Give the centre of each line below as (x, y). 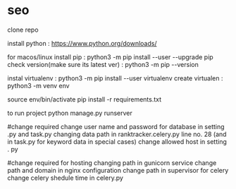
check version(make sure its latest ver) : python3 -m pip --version (103, 64)
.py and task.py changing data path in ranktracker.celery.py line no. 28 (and (117, 134)
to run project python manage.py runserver (70, 113)
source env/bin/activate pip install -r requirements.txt (85, 99)
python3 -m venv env (38, 85)
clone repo (23, 30)
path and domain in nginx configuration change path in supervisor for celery (118, 170)
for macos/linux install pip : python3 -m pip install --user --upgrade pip (110, 57)
